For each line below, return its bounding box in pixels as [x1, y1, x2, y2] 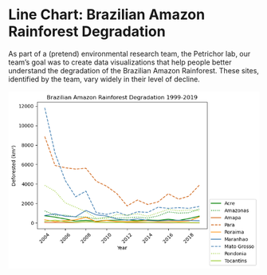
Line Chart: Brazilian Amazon [8, 6, 206, 24]
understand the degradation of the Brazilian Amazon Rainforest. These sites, [8, 65, 259, 75]
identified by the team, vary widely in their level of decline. [8, 74, 201, 84]
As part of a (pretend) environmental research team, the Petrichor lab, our [8, 49, 251, 58]
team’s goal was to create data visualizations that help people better [8, 57, 232, 67]
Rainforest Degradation [8, 22, 166, 41]
